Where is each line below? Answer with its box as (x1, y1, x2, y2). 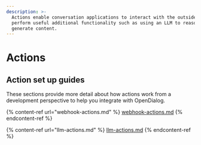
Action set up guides (6, 75, 85, 85)
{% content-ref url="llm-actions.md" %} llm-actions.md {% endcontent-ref (6, 127, 191, 134)
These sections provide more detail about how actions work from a (6, 91, 172, 98)
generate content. (11, 25, 58, 32)
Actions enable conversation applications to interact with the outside (11, 14, 197, 20)
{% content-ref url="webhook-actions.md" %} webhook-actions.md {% (6, 109, 183, 116)
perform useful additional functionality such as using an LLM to (11, 20, 181, 26)
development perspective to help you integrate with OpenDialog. (6, 97, 166, 104)
